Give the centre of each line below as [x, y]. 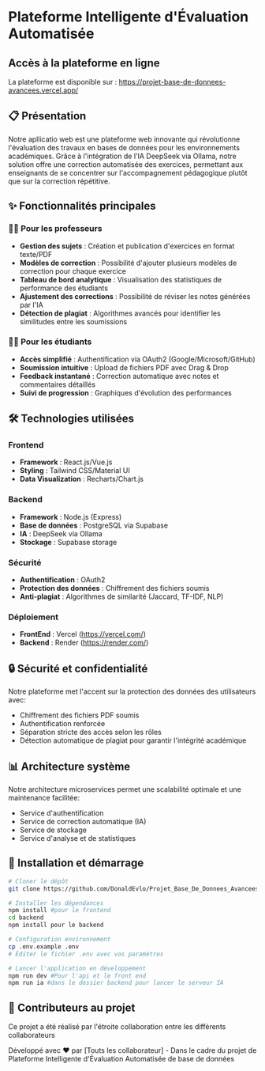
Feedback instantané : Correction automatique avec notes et [119, 376]
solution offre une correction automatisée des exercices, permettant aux [126, 164]
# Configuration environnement [60, 940]
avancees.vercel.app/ [43, 90]
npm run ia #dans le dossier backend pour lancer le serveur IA [116, 983]
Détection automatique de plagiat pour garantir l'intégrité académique [133, 740]
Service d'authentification [62, 813]
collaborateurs [32, 1035]
